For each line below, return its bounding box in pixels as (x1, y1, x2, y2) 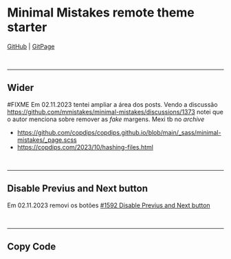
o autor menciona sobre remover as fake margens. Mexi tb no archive (7, 115, 205, 123)
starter (7, 19, 47, 35)
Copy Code (7, 240, 56, 252)
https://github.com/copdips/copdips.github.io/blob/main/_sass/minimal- (16, 128, 221, 136)
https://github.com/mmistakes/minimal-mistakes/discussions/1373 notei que (7, 107, 223, 116)
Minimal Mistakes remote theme (7, 5, 195, 21)
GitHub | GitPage (7, 42, 55, 50)
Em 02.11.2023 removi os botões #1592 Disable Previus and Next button (7, 201, 211, 209)
